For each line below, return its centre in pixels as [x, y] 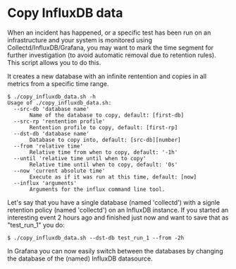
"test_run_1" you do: [36, 225]
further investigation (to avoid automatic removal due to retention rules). [112, 55]
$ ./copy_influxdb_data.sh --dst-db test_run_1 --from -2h [96, 238]
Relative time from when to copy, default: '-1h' [104, 152]
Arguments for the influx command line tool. [97, 189]
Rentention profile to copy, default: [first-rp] [104, 127]
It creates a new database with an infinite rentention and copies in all [107, 76]
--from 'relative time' [48, 146]
